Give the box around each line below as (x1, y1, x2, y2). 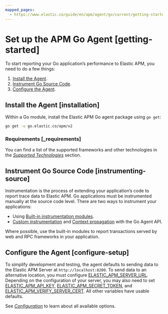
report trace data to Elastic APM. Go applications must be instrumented (5, 193, 152, 199)
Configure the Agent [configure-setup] (5, 248, 129, 256)
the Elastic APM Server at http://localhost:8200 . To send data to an (5, 267, 146, 273)
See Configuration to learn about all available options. (5, 303, 116, 309)
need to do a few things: (5, 66, 55, 72)
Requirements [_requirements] (5, 135, 81, 142)
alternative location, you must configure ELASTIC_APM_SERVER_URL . (5, 272, 148, 278)
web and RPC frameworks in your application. (5, 233, 99, 240)
